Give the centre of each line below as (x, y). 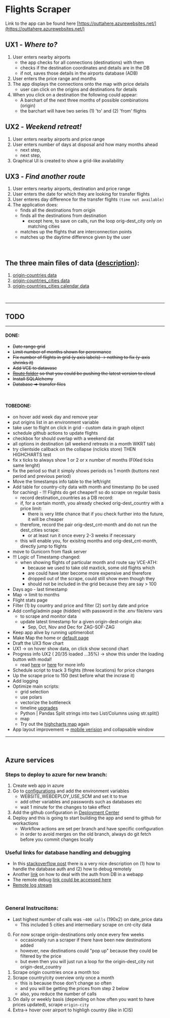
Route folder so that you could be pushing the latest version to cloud (84, 373)
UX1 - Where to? (31, 45)
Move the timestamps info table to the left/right (61, 482)
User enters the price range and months (54, 78)
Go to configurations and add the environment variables (71, 791)
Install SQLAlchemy (33, 379)
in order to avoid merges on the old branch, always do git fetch (86, 834)
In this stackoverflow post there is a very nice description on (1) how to (86, 864)
